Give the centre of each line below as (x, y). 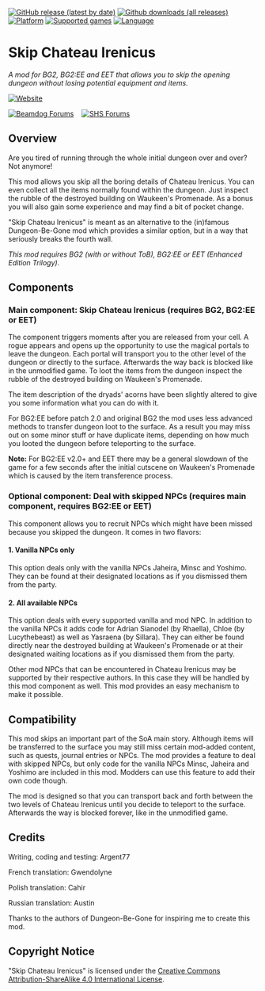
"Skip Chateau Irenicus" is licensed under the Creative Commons (114, 970)
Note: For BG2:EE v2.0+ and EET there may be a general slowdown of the (129, 459)
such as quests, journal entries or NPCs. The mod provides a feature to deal (132, 755)
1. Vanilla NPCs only (42, 550)
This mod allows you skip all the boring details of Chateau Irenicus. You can (131, 181)
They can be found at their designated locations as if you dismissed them (128, 576)
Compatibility (42, 720)
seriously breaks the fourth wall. (61, 238)
